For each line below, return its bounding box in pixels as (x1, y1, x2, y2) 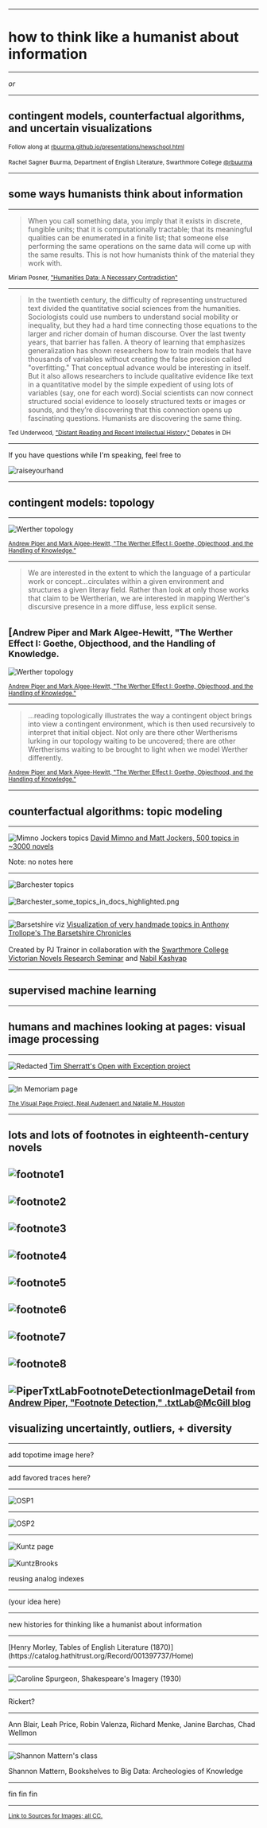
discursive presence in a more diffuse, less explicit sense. (27, 602, 218, 612)
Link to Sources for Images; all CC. (8, 1812, 103, 1820)
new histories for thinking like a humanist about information (8, 1620, 203, 1629)
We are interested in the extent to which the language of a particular (27, 568, 251, 578)
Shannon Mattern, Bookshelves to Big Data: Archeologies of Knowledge (8, 1767, 244, 1776)
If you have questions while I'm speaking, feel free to (8, 450, 181, 460)
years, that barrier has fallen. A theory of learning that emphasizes (27, 337, 246, 347)
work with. (27, 258, 63, 267)
